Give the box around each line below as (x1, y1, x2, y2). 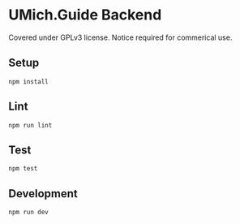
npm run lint (8, 121, 53, 129)
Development (8, 187, 79, 200)
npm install (8, 77, 49, 86)
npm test (8, 165, 38, 173)
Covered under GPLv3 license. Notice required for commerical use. (8, 32, 233, 42)
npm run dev (8, 209, 49, 217)
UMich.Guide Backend (8, 6, 162, 24)
